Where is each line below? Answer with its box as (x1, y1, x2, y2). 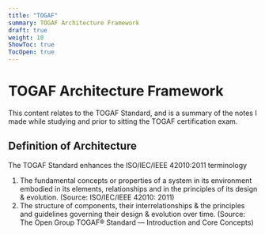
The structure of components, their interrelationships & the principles (19, 200, 245, 210)
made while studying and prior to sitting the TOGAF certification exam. (8, 116, 238, 126)
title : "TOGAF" (8, 11, 59, 20)
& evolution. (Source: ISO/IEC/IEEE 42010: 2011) (19, 192, 175, 202)
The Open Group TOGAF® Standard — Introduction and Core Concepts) (19, 218, 255, 227)
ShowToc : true (8, 41, 55, 49)
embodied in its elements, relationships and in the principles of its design (19, 184, 258, 193)
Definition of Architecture (8, 140, 137, 153)
